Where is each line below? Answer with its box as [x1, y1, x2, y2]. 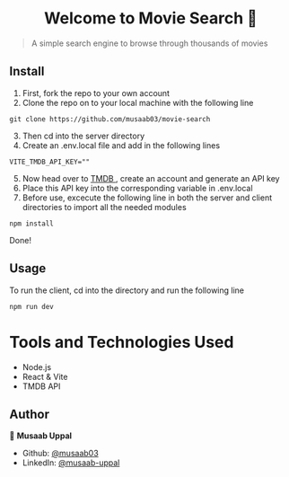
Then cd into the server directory [22, 130, 145, 141]
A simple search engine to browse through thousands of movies [31, 38, 268, 49]
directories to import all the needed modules [22, 201, 187, 212]
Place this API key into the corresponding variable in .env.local [22, 182, 253, 193]
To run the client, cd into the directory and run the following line [9, 285, 245, 296]
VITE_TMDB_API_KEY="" [9, 157, 91, 166]
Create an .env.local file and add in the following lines [22, 139, 221, 151]
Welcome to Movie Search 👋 [44, 8, 258, 29]
